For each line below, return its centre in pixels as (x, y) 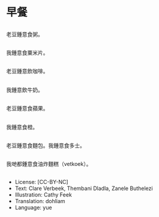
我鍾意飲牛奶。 (25, 90)
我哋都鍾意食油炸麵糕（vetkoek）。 (49, 164)
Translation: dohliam (40, 201)
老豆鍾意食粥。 (25, 34)
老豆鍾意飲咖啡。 (27, 71)
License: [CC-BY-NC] (41, 182)
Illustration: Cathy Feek (43, 194)
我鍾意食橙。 (22, 127)
